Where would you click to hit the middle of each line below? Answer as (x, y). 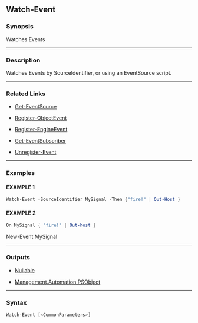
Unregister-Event (35, 152)
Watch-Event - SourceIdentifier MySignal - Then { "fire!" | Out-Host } (93, 200)
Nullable (25, 270)
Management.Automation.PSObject (57, 282)
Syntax (16, 302)
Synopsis (20, 27)
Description (23, 60)
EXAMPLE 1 (21, 187)
